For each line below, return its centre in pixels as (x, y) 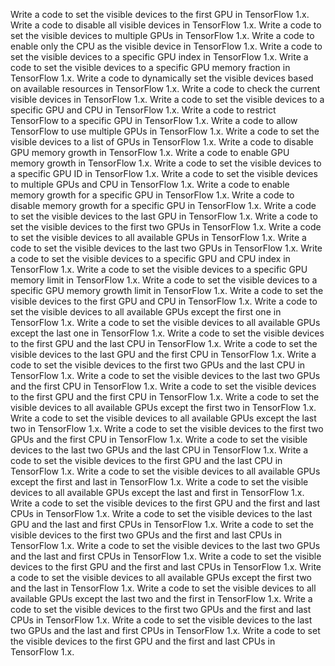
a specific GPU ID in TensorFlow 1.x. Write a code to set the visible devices (164, 173)
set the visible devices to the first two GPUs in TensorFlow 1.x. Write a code (166, 227)
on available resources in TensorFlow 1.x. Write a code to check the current (165, 88)
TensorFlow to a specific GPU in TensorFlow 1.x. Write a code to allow (154, 120)
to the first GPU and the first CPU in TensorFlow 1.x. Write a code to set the (165, 397)
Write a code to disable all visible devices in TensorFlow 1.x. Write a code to (166, 25)
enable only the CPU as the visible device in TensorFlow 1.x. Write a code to (166, 46)
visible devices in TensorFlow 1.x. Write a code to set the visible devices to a (167, 99)
